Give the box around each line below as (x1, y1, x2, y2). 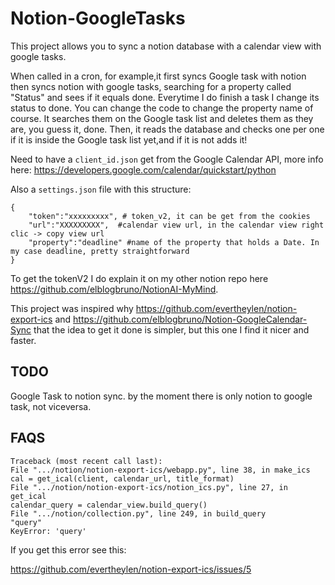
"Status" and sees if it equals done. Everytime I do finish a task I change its (10, 91, 320, 103)
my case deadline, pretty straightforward (10, 246, 190, 256)
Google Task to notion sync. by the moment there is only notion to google (10, 390, 313, 402)
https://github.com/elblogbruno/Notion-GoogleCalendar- (73, 313, 308, 325)
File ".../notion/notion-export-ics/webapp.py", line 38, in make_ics (10, 465, 311, 475)
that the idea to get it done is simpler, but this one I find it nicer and (33, 323, 310, 336)
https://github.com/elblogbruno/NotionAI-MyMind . (10, 283, 219, 295)
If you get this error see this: (10, 543, 127, 556)
